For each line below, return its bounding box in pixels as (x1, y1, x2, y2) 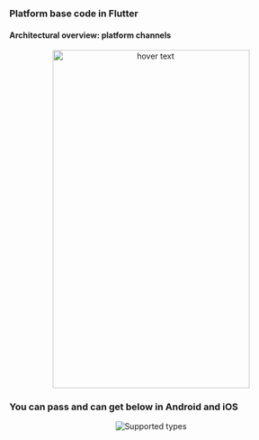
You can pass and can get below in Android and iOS (9, 400, 238, 413)
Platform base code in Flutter (9, 7, 138, 20)
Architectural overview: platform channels (9, 30, 172, 41)
